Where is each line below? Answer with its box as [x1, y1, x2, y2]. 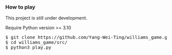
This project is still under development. [5, 15, 88, 21]
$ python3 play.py [5, 44, 52, 50]
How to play [5, 4, 36, 11]
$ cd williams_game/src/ [5, 39, 68, 45]
